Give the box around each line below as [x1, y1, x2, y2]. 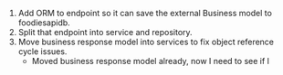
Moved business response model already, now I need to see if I [31, 56, 270, 66]
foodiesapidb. [17, 17, 70, 28]
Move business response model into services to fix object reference [17, 36, 275, 47]
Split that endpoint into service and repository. [17, 27, 194, 37]
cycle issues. [17, 46, 68, 57]
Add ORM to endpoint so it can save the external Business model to [17, 8, 272, 18]
